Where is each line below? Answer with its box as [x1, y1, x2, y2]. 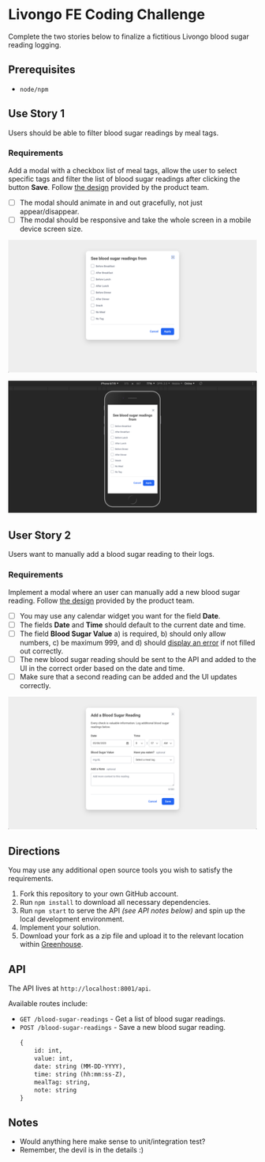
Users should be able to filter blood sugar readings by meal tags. [8, 128, 219, 138]
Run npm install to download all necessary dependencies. [19, 898, 211, 907]
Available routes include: [8, 999, 88, 1009]
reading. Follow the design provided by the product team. [8, 596, 195, 605]
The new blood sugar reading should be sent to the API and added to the [19, 654, 256, 664]
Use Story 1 [8, 107, 65, 120]
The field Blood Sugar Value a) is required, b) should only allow [19, 629, 226, 638]
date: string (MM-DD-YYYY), [34, 1062, 126, 1071]
